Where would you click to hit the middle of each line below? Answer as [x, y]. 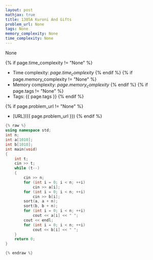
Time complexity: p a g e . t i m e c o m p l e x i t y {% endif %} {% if [72, 73]
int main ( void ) [21, 149]
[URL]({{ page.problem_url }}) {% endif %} [57, 116]
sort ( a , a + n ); [41, 201]
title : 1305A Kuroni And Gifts [39, 19]
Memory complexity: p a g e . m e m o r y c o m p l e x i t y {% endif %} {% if [80, 85]
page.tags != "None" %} [38, 91]
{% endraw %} [19, 253]
